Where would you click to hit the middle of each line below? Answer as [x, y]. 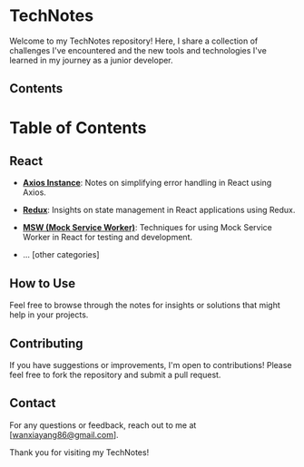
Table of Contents [78, 127]
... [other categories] [61, 255]
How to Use [43, 283]
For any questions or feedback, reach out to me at [103, 425]
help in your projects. [49, 315]
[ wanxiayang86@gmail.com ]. [64, 434]
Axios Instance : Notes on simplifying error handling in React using [147, 183]
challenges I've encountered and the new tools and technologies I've [138, 50]
